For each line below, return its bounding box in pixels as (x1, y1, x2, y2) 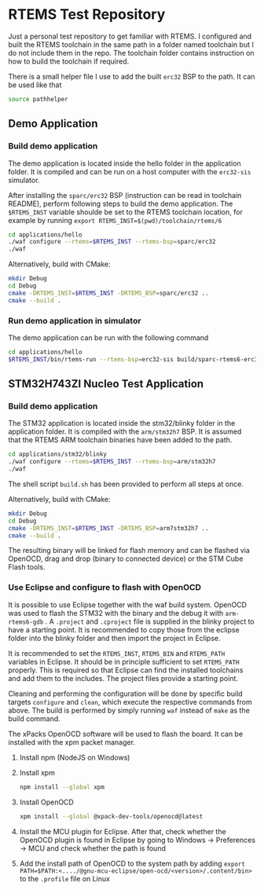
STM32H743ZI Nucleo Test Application (8, 377, 204, 390)
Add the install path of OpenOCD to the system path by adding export (19, 859, 246, 868)
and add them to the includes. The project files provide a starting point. (8, 673, 238, 683)
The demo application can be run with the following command (8, 332, 209, 342)
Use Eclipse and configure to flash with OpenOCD (8, 582, 202, 593)
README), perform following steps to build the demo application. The (8, 199, 233, 208)
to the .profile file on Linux (19, 874, 110, 883)
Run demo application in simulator (8, 315, 141, 326)
